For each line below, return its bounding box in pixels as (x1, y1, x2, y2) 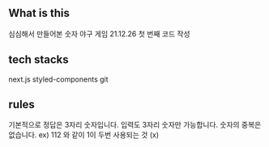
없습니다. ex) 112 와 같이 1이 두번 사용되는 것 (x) (8, 130, 160, 140)
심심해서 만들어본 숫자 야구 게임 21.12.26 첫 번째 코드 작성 (8, 28, 190, 39)
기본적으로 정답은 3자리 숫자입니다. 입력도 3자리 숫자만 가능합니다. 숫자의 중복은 (8, 120, 262, 130)
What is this (8, 6, 70, 20)
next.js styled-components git (8, 74, 109, 84)
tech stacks (8, 52, 69, 67)
